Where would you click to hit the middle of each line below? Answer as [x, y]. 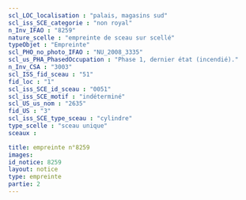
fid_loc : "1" [32, 81]
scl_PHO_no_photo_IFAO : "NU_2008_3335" [76, 52]
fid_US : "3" [30, 111]
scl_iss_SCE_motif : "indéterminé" [67, 96]
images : [21, 155]
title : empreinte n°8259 [49, 147]
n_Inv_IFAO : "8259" [42, 30]
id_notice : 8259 [35, 162]
